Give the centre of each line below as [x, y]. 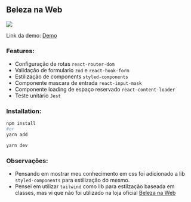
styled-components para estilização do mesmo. [72, 180]
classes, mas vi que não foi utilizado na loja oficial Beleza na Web [95, 193]
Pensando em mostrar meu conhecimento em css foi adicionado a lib [100, 174]
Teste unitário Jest [38, 96]
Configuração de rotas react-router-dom [65, 64]
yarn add [17, 135]
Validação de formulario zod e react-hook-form [72, 71]
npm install [21, 124]
